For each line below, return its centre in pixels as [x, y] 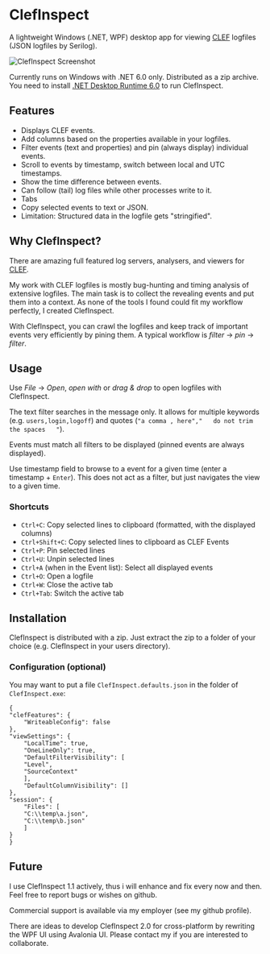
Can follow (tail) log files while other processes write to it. [116, 190]
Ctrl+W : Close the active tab [67, 584]
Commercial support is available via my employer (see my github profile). [131, 910]
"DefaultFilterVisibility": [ [75, 757]
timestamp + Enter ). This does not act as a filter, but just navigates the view [135, 478]
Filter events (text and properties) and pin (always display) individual [135, 147]
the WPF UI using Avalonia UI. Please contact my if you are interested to [129, 934]
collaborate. [29, 943]
